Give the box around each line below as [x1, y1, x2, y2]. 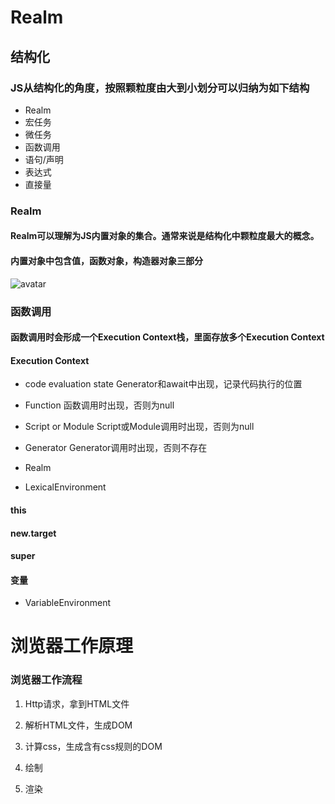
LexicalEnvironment [24, 481, 107, 493]
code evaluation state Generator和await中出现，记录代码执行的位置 [24, 378, 303, 390]
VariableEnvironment [24, 597, 112, 609]
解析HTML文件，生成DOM [24, 719, 133, 731]
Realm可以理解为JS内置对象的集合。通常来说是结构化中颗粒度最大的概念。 [10, 230, 320, 242]
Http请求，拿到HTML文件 [24, 697, 130, 710]
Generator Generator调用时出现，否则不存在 [24, 442, 208, 454]
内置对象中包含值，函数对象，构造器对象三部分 [10, 254, 203, 266]
